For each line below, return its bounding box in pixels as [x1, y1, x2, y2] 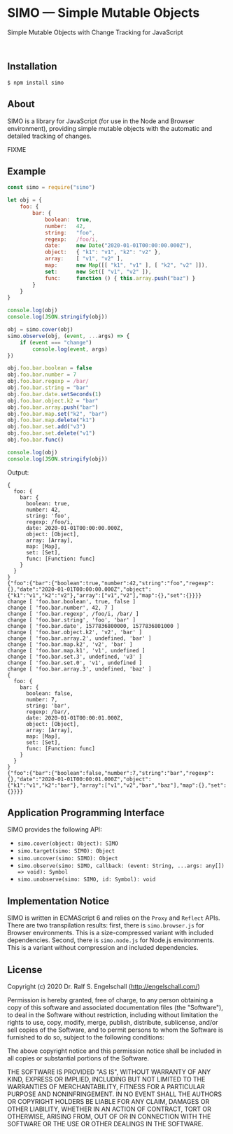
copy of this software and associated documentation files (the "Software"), [7, 1003, 224, 1012]
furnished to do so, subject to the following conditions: [7, 1033, 164, 1042]
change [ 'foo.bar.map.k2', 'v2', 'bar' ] [7, 640, 133, 648]
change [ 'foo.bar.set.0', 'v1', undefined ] [7, 659, 142, 666]
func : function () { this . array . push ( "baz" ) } [44, 274, 196, 281]
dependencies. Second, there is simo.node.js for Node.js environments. [7, 936, 215, 944]
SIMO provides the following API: [7, 825, 103, 834]
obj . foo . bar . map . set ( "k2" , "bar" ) [7, 410, 108, 417]
